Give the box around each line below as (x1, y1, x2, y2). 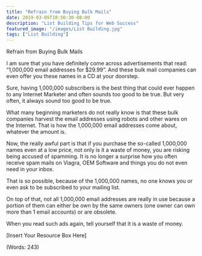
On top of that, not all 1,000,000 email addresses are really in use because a (6, 195, 195, 203)
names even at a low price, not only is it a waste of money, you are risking (6, 146, 190, 154)
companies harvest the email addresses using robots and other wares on (6, 116, 188, 123)
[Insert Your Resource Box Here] (6, 232, 87, 239)
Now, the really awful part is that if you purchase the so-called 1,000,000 (6, 140, 188, 147)
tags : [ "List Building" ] (6, 31, 69, 38)
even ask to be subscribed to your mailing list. (6, 184, 121, 191)
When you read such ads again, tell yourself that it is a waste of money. (6, 220, 184, 228)
